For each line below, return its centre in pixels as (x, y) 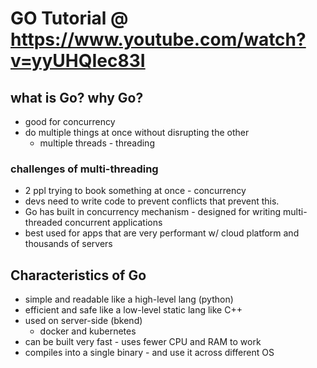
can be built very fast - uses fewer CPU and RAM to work (143, 342)
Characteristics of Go (78, 275)
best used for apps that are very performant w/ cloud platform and (162, 233)
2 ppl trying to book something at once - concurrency (135, 191)
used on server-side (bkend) (83, 321)
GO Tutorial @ (69, 18)
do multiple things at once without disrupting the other (137, 132)
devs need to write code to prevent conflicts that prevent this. (152, 201)
